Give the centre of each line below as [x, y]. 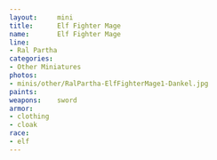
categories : [31, 59]
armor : [21, 108]
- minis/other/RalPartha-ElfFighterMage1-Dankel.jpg [109, 84]
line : [19, 42]
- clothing [29, 116]
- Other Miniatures [45, 68]
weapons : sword [43, 100]
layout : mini [41, 17]
